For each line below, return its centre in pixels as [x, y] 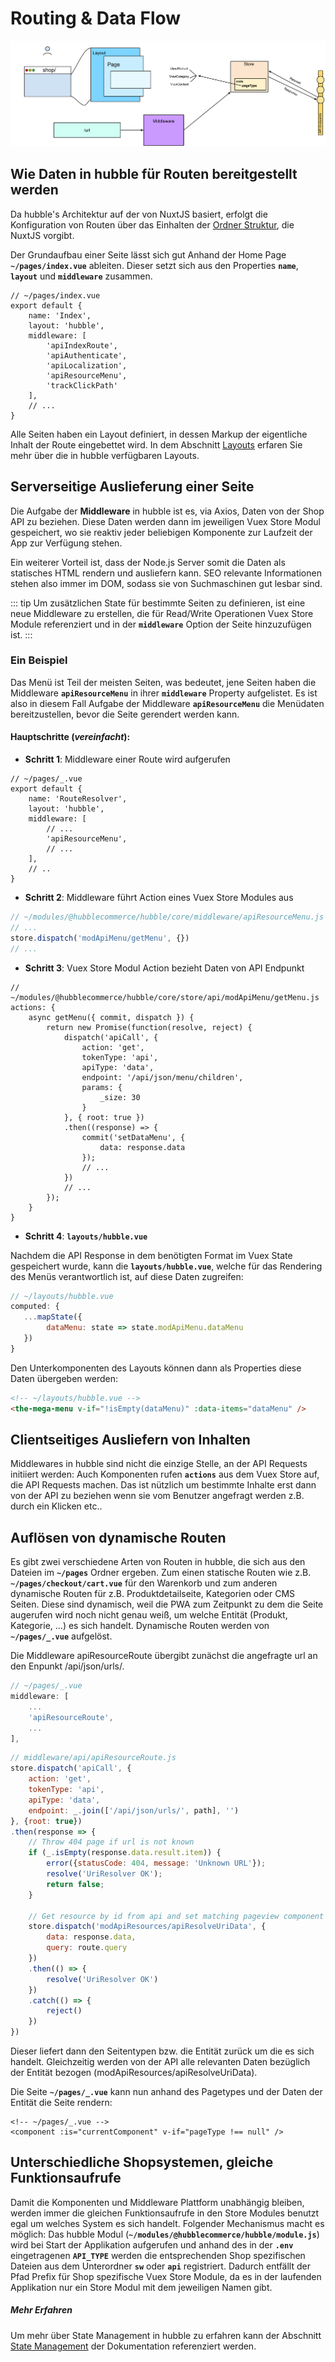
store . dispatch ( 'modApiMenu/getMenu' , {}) [100, 938]
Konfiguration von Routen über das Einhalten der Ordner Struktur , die [152, 224]
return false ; [75, 1884]
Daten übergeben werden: [64, 1378]
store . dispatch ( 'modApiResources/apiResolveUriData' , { [147, 1927]
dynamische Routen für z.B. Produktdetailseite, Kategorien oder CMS [153, 1594]
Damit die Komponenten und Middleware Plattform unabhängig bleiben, [157, 2202]
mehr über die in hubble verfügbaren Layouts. [105, 455]
